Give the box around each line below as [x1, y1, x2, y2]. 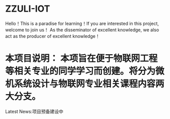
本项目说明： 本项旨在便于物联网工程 [5, 53, 158, 64]
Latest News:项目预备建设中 [5, 108, 64, 114]
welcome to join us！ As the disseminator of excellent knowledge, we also [5, 26, 159, 33]
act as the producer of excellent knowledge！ [5, 33, 100, 39]
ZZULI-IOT [5, 3, 50, 15]
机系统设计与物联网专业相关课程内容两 [5, 78, 165, 90]
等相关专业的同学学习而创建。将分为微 [5, 65, 165, 77]
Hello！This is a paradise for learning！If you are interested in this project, [5, 20, 159, 26]
